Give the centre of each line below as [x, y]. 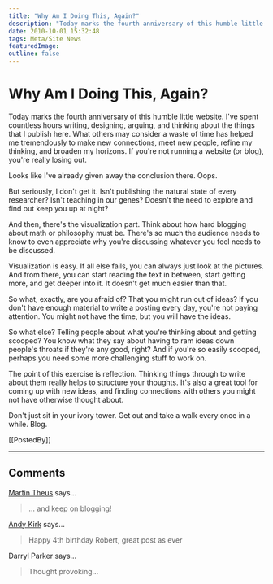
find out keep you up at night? [58, 208]
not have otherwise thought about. [66, 399]
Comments [37, 473]
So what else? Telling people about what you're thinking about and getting [133, 332]
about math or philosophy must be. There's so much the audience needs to [134, 233]
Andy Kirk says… [37, 524]
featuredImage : [34, 46]
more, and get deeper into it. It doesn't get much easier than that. [118, 283]
